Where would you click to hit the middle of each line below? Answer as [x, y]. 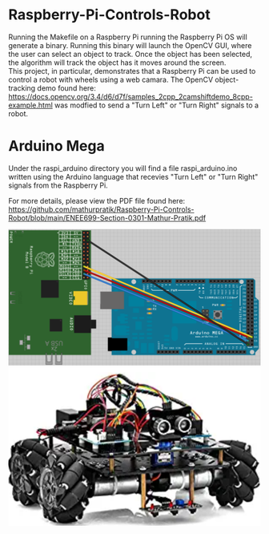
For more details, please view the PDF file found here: [97, 200]
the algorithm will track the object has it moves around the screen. [117, 63]
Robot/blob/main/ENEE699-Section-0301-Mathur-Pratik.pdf [107, 217]
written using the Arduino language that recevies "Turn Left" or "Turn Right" [133, 176]
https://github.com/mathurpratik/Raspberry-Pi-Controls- [101, 209]
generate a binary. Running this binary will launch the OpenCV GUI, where [130, 45]
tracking [22, 88]
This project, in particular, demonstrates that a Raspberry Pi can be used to [132, 71]
